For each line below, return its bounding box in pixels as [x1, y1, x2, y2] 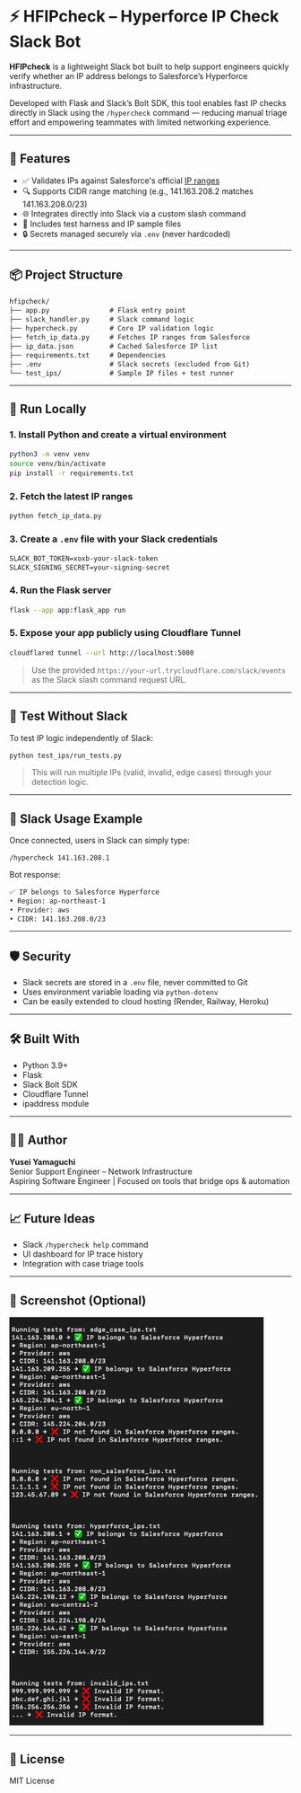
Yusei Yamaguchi [9, 1156, 76, 1167]
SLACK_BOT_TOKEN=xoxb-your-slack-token [9, 554, 159, 563]
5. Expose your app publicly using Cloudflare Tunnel [9, 627, 242, 640]
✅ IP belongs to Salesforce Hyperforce [9, 888, 159, 897]
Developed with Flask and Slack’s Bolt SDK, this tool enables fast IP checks [9, 97, 287, 108]
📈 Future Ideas [9, 1211, 96, 1226]
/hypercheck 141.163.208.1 [9, 853, 110, 862]
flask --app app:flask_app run [9, 605, 126, 614]
